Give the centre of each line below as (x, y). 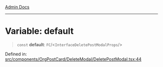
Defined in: (16, 54)
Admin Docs (17, 7)
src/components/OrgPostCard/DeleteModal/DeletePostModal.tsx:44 (73, 59)
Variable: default (39, 31)
